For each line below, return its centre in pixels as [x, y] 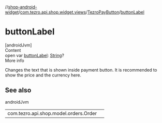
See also [18, 90]
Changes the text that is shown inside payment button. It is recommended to [81, 70]
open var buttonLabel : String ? [35, 55]
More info [15, 61]
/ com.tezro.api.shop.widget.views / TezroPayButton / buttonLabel [81, 12]
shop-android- [22, 7]
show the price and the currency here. [43, 75]
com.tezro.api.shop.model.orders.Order [52, 113]
